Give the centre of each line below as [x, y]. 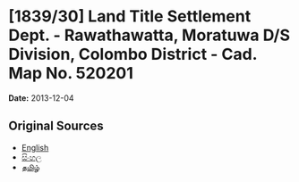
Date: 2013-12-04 [41, 98]
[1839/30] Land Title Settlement [130, 17]
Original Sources [56, 126]
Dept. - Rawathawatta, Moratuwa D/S [149, 35]
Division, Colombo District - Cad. [132, 54]
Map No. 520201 [71, 74]
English [35, 147]
